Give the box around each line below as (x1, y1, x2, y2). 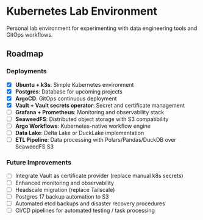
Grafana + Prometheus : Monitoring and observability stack (15, 108, 165, 116)
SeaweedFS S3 (15, 143, 54, 150)
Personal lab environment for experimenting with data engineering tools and (6, 24, 198, 32)
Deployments (6, 67, 47, 76)
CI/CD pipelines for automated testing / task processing (15, 207, 155, 214)
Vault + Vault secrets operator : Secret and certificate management (15, 101, 185, 109)
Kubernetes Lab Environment (6, 4, 157, 18)
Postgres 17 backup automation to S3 (15, 193, 109, 200)
